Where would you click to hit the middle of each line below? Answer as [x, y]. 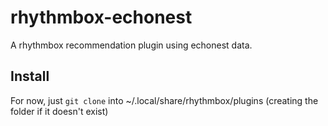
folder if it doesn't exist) [59, 111]
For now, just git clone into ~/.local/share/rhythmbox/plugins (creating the [164, 100]
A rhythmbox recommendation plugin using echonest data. [131, 45]
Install [30, 76]
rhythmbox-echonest [101, 17]
